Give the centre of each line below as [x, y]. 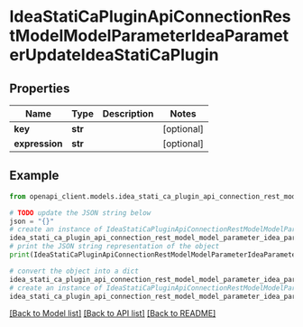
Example [34, 176]
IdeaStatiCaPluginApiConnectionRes [150, 17]
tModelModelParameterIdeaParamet [149, 36]
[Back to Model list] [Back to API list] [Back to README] [113, 313]
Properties [40, 88]
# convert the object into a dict [74, 271]
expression [38, 144]
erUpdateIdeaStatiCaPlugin [114, 55]
